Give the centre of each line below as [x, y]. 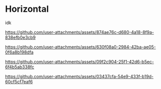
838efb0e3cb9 [20, 37]
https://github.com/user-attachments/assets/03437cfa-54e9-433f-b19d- [79, 76]
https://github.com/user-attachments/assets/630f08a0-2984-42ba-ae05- [80, 47]
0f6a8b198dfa [19, 52]
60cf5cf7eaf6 [19, 82]
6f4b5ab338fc [20, 67]
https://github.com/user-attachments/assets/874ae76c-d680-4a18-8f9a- [80, 32]
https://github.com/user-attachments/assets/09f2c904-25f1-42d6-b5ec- [80, 61]
